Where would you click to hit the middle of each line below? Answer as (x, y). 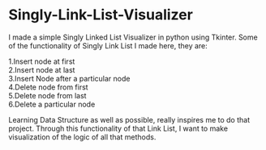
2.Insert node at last (42, 69)
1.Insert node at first (42, 61)
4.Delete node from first (48, 87)
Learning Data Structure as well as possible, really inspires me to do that (129, 119)
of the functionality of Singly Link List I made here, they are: (108, 45)
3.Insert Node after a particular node (69, 78)
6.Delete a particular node (52, 104)
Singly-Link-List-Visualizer (101, 15)
